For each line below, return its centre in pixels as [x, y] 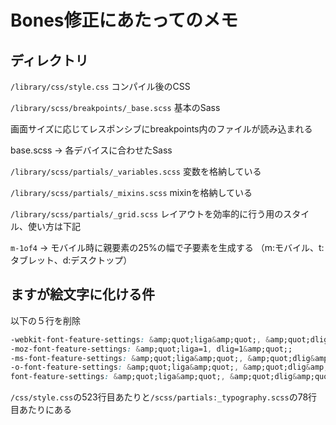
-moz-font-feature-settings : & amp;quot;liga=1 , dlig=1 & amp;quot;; [151, 349]
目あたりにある [41, 410]
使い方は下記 [54, 226]
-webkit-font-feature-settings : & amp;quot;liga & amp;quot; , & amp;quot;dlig [169, 339]
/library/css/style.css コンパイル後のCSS [100, 86]
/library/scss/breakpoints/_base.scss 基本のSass [115, 107]
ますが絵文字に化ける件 [82, 294]
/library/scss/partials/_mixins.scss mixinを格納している [131, 192]
